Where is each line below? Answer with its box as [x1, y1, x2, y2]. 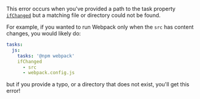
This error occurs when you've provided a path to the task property [6, 5, 176, 12]
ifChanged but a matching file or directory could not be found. [6, 12, 161, 19]
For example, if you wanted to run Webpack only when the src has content [6, 24, 194, 30]
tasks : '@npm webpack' [17, 53, 75, 59]
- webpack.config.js [22, 70, 75, 76]
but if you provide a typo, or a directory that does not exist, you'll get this [6, 81, 190, 88]
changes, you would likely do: [6, 30, 81, 37]
